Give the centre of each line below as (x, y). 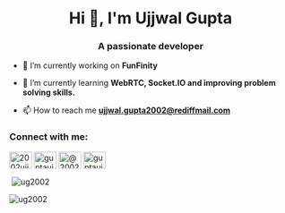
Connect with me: (49, 137)
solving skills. (49, 92)
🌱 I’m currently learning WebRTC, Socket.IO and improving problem (149, 83)
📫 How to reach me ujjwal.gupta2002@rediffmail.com (126, 110)
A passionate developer (151, 47)
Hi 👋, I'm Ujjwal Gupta (151, 18)
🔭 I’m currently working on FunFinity (90, 65)
